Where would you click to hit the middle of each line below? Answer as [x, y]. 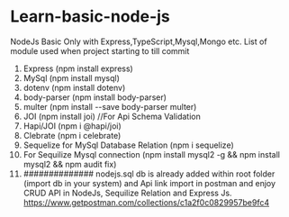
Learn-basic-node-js [90, 17]
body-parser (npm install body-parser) [95, 97]
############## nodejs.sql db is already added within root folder [149, 174]
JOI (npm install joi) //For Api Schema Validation [112, 116]
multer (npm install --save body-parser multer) [110, 106]
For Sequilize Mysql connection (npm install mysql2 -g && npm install [151, 154]
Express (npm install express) [78, 68]
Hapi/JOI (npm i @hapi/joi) [72, 126]
